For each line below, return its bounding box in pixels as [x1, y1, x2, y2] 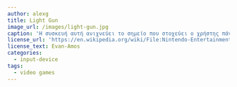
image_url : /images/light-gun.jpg [7, 23, 109, 30]
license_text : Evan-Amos [7, 43, 80, 50]
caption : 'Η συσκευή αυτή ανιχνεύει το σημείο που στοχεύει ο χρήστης [7, 29, 219, 37]
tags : [7, 62, 23, 69]
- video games [13, 69, 55, 76]
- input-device [13, 56, 59, 63]
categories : [7, 50, 42, 57]
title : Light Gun [7, 17, 59, 24]
